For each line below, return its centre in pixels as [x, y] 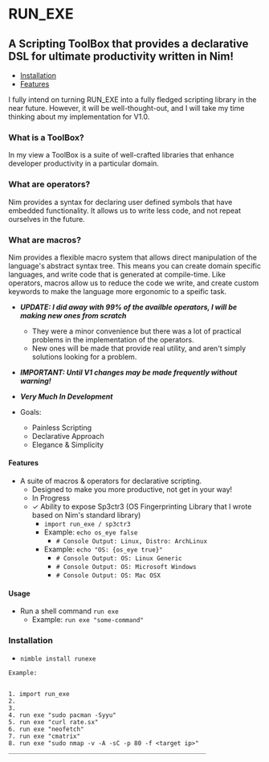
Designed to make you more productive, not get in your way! [132, 490]
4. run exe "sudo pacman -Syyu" [62, 715]
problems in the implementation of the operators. [113, 339]
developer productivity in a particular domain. [84, 164]
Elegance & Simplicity [68, 444]
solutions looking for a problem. [84, 356]
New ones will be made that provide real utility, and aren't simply [139, 348]
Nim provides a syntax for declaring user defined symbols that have [120, 202]
